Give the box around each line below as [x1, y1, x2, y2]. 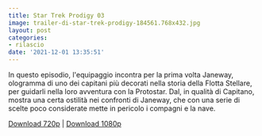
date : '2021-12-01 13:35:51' [8, 48, 105, 56]
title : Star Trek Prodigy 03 [8, 11, 105, 20]
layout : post [8, 26, 52, 34]
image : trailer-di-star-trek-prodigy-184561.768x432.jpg [8, 19, 201, 27]
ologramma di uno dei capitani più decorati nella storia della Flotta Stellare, [8, 78, 252, 88]
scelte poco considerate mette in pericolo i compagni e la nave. [8, 104, 216, 113]
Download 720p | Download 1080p [8, 119, 121, 128]
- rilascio [8, 41, 44, 49]
